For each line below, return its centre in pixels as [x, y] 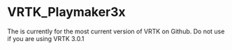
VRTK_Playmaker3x [66, 12]
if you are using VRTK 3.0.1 [46, 38]
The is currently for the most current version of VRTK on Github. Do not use [116, 31]
